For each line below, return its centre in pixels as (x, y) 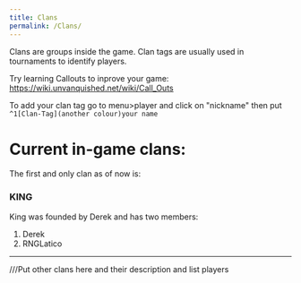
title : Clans (34, 17)
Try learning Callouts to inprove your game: (89, 78)
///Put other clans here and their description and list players (119, 269)
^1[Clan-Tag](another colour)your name (84, 114)
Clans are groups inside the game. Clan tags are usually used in (127, 51)
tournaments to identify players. (68, 61)
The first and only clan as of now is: (75, 174)
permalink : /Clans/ (46, 26)
